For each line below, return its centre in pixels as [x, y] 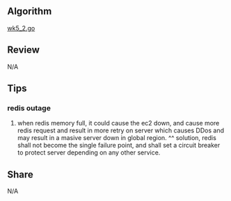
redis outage [29, 108]
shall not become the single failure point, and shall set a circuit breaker [119, 146]
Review [24, 50]
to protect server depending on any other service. [89, 152]
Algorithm [30, 11]
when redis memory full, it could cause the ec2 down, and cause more [118, 123]
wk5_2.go [21, 28]
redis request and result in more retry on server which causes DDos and [121, 130]
